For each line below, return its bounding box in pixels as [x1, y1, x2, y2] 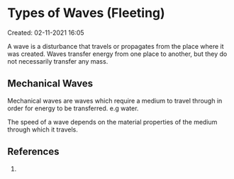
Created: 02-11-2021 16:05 [7, 28, 84, 37]
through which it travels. [7, 125, 78, 134]
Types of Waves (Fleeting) [7, 5, 165, 21]
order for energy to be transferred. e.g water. [7, 104, 139, 112]
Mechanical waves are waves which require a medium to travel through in [7, 96, 223, 105]
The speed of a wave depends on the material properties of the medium [7, 117, 218, 126]
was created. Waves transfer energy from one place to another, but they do [7, 50, 228, 58]
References [7, 146, 60, 158]
